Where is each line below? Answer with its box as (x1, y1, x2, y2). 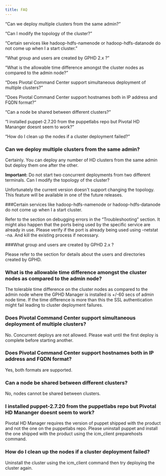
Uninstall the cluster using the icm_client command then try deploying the (5, 460, 155, 466)
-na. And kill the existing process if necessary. (5, 232, 100, 238)
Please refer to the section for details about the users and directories (5, 251, 145, 257)
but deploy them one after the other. (5, 162, 79, 168)
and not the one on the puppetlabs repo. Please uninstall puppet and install (5, 426, 158, 431)
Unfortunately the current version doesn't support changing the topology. (5, 187, 155, 192)
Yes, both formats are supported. (5, 367, 73, 373)
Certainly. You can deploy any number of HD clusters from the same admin (5, 157, 158, 163)
